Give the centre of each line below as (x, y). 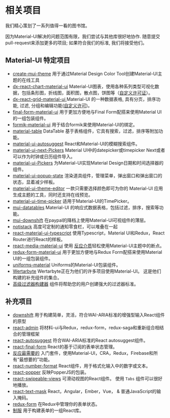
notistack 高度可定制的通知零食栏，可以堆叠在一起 (65, 226)
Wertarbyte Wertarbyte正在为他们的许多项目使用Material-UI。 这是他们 (87, 271)
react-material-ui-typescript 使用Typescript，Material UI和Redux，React (89, 233)
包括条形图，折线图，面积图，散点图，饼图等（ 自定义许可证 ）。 (87, 93)
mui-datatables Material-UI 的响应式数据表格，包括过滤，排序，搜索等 (86, 207)
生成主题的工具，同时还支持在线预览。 (53, 195)
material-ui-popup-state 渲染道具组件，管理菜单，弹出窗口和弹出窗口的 (87, 175)
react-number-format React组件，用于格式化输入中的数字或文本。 (81, 365)
